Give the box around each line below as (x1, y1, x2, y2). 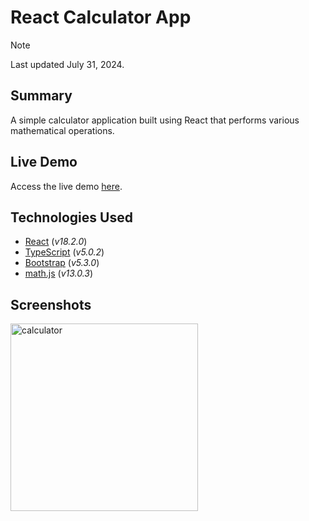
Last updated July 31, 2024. (10, 58, 125, 70)
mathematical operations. (10, 124, 115, 136)
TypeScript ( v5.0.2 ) (24, 246, 105, 258)
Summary (10, 87, 73, 105)
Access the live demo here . (10, 180, 123, 192)
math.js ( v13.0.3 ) (24, 267, 94, 280)
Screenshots (10, 296, 92, 313)
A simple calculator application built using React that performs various (10, 114, 300, 126)
